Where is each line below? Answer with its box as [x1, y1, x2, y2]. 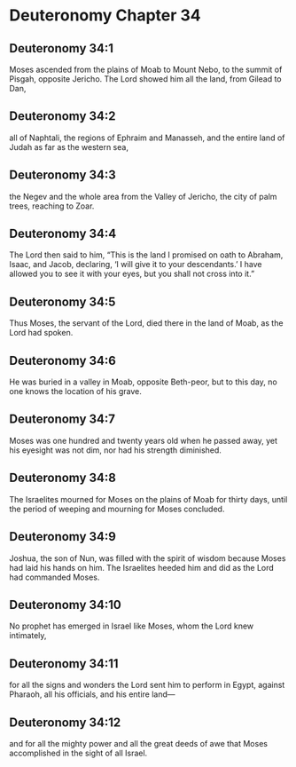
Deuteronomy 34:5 [9, 294, 116, 309]
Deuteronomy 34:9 [9, 529, 117, 544]
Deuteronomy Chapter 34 [9, 5, 201, 26]
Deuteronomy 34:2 [9, 108, 117, 124]
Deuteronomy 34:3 [9, 168, 117, 183]
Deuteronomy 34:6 [9, 352, 117, 368]
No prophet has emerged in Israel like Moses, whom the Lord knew [9, 621, 254, 631]
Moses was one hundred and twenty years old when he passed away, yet [9, 435, 277, 446]
